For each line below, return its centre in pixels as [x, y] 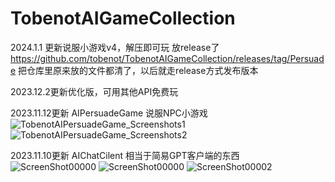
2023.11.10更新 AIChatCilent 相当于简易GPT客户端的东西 [125, 155]
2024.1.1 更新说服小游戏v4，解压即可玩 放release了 [115, 47]
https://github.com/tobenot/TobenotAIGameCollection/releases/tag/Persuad [167, 58]
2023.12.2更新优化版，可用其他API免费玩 [94, 91]
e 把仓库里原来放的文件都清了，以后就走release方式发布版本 [134, 70]
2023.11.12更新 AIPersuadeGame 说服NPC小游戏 [109, 113]
